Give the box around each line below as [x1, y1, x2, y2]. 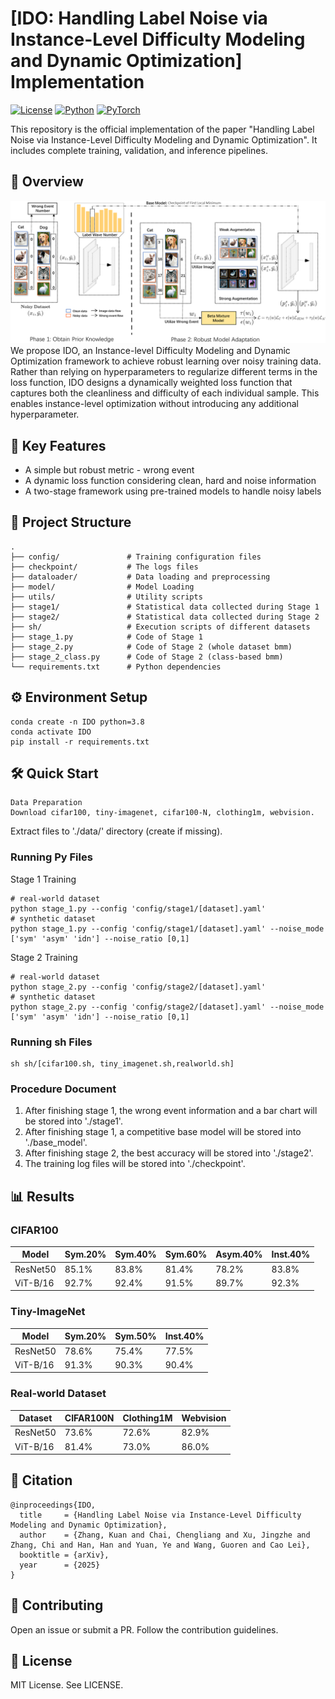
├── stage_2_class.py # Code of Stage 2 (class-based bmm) [10, 652, 284, 662]
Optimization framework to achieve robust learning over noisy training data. [10, 355, 322, 367]
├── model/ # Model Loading [10, 582, 195, 592]
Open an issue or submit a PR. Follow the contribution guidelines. [10, 1623, 279, 1636]
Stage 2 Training [10, 951, 78, 963]
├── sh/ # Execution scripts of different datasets [10, 622, 311, 632]
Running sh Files [10, 1035, 93, 1049]
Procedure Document [10, 1082, 117, 1096]
